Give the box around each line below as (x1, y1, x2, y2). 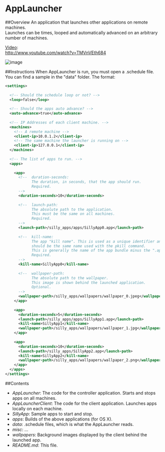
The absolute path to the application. (31, 207, 113, 212)
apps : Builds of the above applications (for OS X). (12, 416, 113, 422)
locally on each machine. (12, 405, 63, 411)
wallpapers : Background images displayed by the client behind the (12, 431, 147, 438)
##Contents (5, 380, 29, 386)
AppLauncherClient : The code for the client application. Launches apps (12, 400, 157, 406)
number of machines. (5, 35, 48, 41)
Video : (5, 44, 19, 50)
